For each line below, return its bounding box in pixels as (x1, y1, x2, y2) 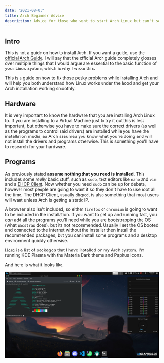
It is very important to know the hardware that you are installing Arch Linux (5, 113, 155, 118)
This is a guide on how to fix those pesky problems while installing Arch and (5, 75, 158, 81)
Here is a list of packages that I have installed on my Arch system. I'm (5, 247, 145, 253)
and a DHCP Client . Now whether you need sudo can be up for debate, (5, 181, 146, 187)
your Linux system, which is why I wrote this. (5, 66, 95, 71)
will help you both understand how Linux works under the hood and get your (5, 80, 159, 86)
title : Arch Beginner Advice (5, 13, 64, 18)
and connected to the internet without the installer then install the (5, 227, 137, 233)
